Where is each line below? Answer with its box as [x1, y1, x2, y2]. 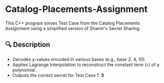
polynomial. [12, 66, 36, 73]
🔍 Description [5, 40, 50, 49]
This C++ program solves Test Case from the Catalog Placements [5, 20, 141, 26]
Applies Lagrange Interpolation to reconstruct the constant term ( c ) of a [12, 61, 160, 67]
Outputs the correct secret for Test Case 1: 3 [12, 72, 104, 78]
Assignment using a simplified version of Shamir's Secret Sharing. [5, 25, 141, 31]
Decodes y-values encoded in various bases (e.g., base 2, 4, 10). [12, 56, 146, 62]
